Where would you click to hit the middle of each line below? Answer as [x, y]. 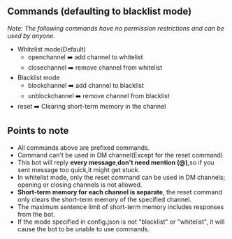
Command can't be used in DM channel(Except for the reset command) [120, 155]
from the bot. [36, 214]
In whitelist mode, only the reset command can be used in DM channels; [121, 177]
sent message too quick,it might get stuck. [79, 169]
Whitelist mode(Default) [51, 49]
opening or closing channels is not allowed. [80, 185]
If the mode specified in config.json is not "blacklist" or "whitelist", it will [121, 222]
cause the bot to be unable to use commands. [84, 229]
